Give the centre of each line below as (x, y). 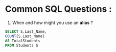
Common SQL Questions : (58, 9)
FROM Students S (22, 45)
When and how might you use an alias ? (52, 23)
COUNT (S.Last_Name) (25, 36)
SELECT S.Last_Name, (26, 31)
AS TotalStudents (23, 41)
